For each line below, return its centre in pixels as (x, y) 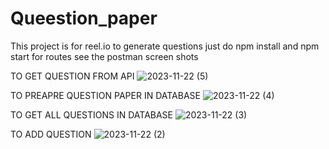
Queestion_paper (84, 18)
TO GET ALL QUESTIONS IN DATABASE (92, 114)
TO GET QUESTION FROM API (72, 76)
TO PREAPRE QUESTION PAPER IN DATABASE (105, 95)
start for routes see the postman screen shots (104, 56)
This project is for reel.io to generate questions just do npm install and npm (165, 46)
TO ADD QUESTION (51, 134)
